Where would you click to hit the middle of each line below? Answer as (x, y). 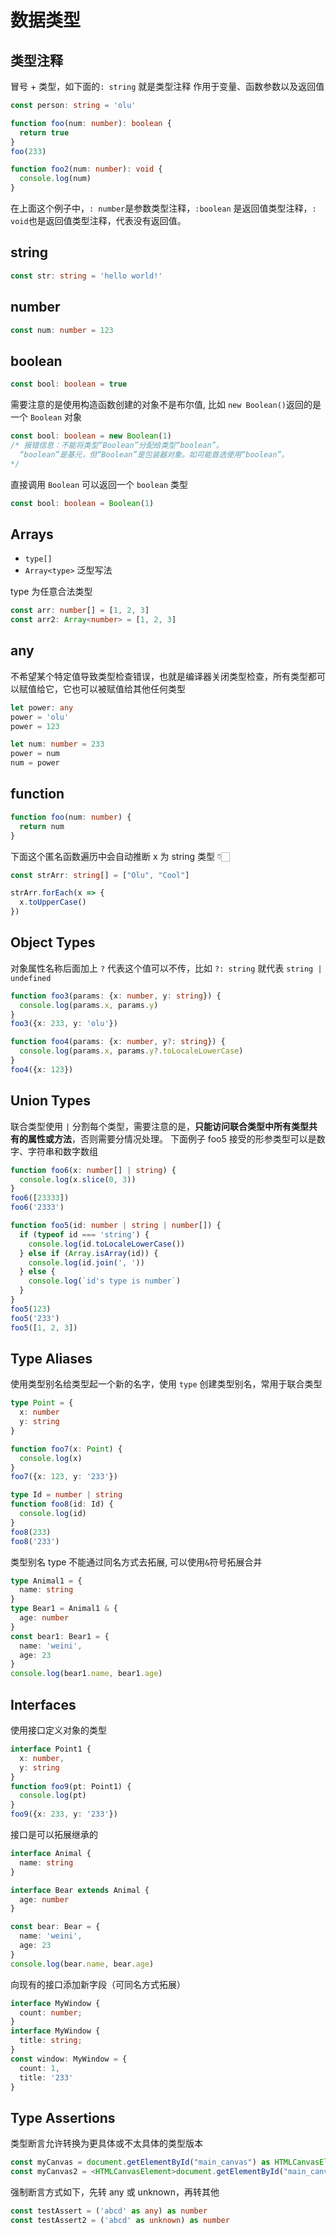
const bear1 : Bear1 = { (60, 1636)
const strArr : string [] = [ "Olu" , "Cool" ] (100, 875)
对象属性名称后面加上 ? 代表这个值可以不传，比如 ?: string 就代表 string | (166, 968)
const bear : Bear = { (55, 1927)
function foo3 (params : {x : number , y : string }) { (116, 996)
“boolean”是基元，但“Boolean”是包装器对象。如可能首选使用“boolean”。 (154, 454)
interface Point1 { (51, 1749)
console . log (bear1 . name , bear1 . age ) (86, 1674)
